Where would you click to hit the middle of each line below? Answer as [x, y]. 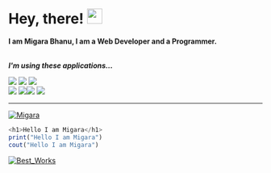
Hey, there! [46, 19]
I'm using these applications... [60, 65]
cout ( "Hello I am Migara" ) [54, 145]
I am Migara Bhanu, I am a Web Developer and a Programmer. [113, 41]
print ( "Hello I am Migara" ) [56, 137]
